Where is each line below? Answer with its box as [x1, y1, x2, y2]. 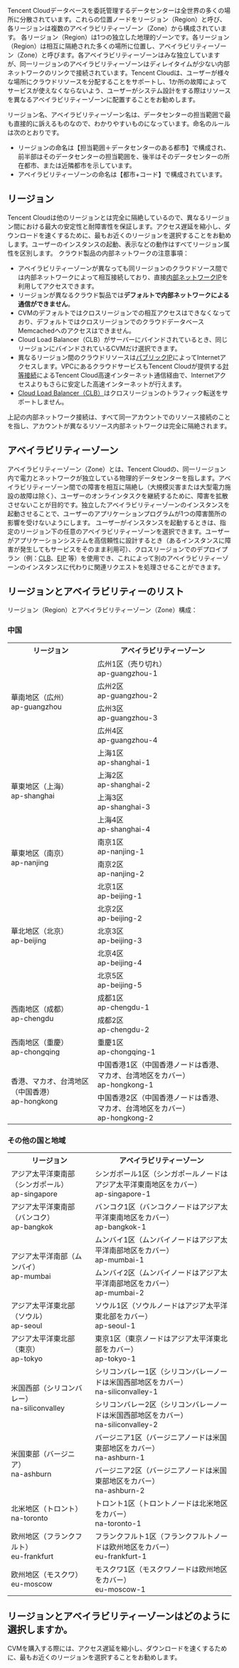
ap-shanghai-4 [97, 824, 151, 834]
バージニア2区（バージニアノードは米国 [95, 1466, 228, 1476]
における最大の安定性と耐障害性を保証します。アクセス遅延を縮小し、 [19, 222, 225, 230]
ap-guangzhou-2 [97, 690, 158, 700]
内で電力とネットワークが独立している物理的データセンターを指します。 [7, 473, 219, 482]
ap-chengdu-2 [97, 1025, 149, 1035]
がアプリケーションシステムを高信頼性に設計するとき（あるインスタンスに [7, 536, 225, 544]
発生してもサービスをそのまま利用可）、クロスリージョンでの [19, 544, 197, 554]
